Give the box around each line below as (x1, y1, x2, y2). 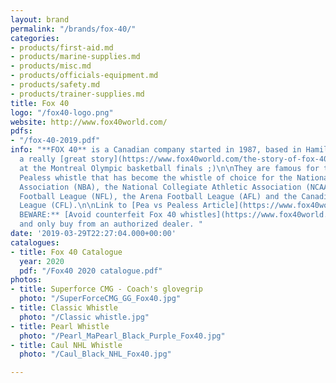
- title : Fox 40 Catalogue (10, 247, 123, 257)
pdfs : (10, 126, 33, 136)
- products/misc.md (10, 61, 92, 71)
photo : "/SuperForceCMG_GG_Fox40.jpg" (19, 294, 182, 304)
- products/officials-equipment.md (10, 71, 159, 81)
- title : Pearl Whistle (10, 321, 110, 331)
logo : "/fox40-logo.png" (10, 107, 114, 118)
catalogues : (10, 237, 60, 248)
